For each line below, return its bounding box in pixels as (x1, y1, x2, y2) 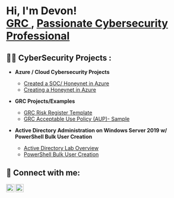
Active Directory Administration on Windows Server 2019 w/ (14, 127, 167, 134)
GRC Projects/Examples (14, 98, 75, 105)
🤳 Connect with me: (6, 168, 80, 178)
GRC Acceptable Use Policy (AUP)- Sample (23, 115, 130, 122)
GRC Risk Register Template (23, 109, 93, 116)
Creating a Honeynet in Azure (23, 86, 96, 93)
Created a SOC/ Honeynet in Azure (23, 80, 110, 87)
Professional (6, 30, 70, 43)
